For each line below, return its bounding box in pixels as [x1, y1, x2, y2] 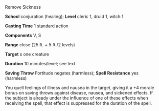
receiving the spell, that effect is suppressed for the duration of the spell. [5, 100, 152, 106]
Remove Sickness [5, 4, 41, 10]
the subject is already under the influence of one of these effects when [5, 95, 148, 101]
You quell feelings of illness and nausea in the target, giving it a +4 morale [5, 85, 154, 91]
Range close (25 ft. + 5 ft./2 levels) [5, 42, 75, 48]
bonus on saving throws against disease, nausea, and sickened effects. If [5, 90, 153, 95]
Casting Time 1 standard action [5, 23, 68, 29]
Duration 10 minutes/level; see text [5, 61, 76, 66]
